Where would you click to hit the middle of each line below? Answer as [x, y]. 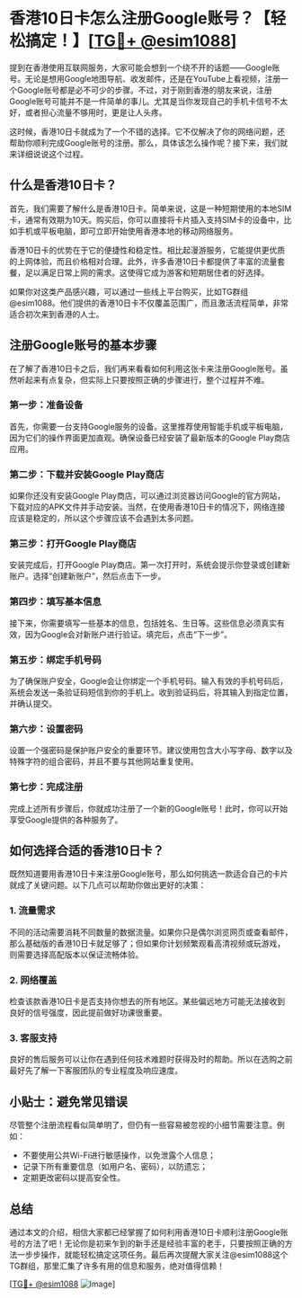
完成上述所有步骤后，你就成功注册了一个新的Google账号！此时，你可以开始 [149, 808]
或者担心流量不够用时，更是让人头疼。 [96, 112]
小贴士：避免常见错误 [68, 1102]
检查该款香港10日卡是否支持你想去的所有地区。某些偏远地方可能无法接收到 [147, 1001]
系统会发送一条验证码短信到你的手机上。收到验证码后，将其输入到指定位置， [151, 692]
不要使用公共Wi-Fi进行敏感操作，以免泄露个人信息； [119, 1155]
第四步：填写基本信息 [55, 601]
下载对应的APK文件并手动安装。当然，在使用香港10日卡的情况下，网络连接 [147, 507]
